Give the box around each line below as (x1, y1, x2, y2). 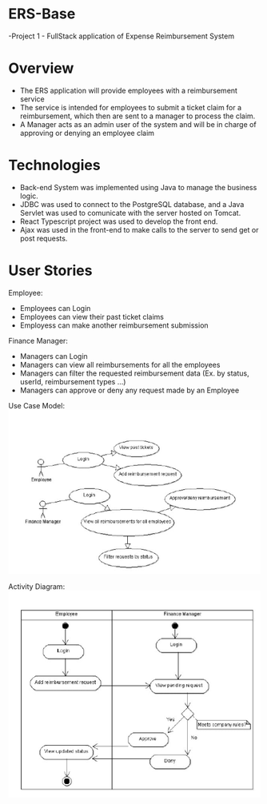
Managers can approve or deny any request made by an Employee (19, 385, 240, 395)
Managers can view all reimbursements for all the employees (19, 360, 221, 369)
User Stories (8, 261, 93, 280)
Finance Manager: (8, 336, 68, 345)
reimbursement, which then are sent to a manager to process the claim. (19, 111, 256, 121)
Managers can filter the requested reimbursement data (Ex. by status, (19, 368, 249, 378)
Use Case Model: (8, 400, 66, 410)
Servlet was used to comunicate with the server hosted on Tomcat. (19, 208, 241, 217)
